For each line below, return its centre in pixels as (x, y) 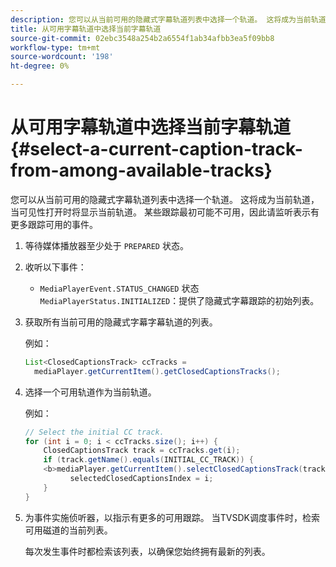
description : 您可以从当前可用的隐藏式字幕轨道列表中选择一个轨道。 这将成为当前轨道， (172, 19)
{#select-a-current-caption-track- (156, 149)
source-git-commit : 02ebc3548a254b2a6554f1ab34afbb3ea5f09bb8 (142, 38)
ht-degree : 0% (40, 66)
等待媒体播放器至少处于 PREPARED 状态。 (106, 245)
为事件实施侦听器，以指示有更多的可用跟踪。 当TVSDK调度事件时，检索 (172, 517)
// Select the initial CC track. (94, 432)
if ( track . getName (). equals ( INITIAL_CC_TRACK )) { (149, 460)
